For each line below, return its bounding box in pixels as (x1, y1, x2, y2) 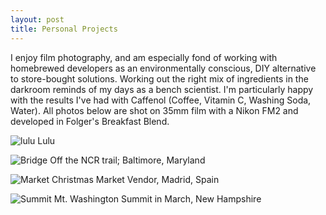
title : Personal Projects (10, 24, 118, 34)
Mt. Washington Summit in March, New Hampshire (53, 192, 262, 205)
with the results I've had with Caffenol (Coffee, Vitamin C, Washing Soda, (10, 94, 312, 106)
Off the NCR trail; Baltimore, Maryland (49, 154, 206, 166)
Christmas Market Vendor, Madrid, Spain (51, 173, 220, 185)
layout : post (10, 14, 65, 25)
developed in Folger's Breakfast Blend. (10, 115, 170, 127)
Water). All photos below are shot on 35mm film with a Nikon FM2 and (10, 104, 299, 116)
